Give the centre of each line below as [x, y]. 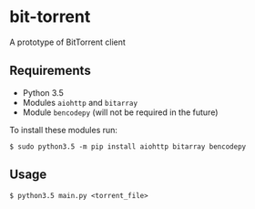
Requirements [50, 71]
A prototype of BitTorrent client [67, 42]
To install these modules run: [64, 130]
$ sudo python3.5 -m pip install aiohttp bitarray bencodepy [128, 146]
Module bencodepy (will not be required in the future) [120, 112]
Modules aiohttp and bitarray [80, 102]
